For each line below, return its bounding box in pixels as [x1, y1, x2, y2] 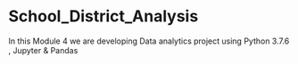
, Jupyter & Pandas [8, 44, 79, 55]
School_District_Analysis [8, 6, 199, 27]
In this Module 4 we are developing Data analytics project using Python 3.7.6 [8, 36, 290, 46]
